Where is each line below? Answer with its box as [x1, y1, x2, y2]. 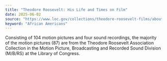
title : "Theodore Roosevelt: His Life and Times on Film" [5, 7, 128, 12]
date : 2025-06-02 [5, 12, 41, 17]
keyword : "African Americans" [5, 21, 68, 26]
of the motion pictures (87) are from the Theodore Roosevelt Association [5, 40, 154, 46]
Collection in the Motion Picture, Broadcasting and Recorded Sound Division [5, 45, 161, 51]
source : [5, 16, 21, 21]
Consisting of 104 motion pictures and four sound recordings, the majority [5, 35, 157, 41]
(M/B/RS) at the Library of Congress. [5, 51, 81, 57]
